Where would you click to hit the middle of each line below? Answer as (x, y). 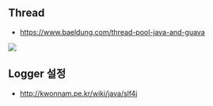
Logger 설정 (37, 74)
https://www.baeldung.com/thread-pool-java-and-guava (112, 32)
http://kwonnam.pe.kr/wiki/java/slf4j (78, 93)
